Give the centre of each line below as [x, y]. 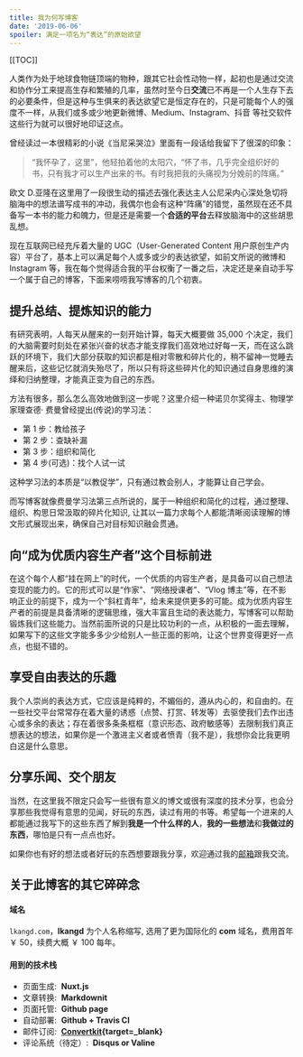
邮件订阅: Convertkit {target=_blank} [93, 1032]
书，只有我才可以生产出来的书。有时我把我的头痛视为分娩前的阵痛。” [157, 173]
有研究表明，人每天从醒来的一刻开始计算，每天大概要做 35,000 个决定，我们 [151, 334]
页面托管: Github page [65, 1009]
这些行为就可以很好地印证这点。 [69, 124]
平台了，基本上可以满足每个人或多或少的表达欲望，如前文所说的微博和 [155, 257]
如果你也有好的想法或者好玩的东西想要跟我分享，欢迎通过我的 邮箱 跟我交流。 [151, 853]
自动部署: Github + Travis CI [76, 1020]
